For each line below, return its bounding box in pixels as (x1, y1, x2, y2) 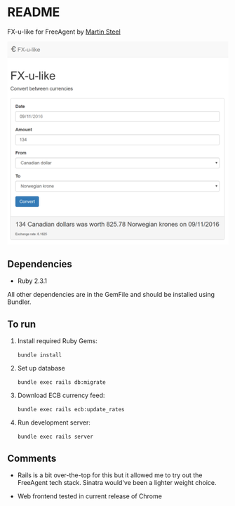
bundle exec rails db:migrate (17, 379, 107, 386)
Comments (7, 452, 57, 464)
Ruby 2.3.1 (17, 277, 48, 285)
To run (7, 318, 36, 330)
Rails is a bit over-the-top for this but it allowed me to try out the (17, 471, 203, 479)
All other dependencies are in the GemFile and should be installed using (7, 291, 215, 299)
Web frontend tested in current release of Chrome (17, 492, 163, 500)
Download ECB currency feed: (17, 391, 105, 400)
